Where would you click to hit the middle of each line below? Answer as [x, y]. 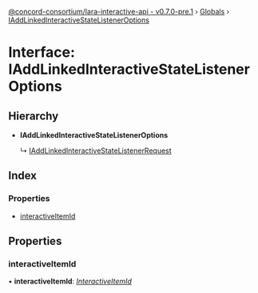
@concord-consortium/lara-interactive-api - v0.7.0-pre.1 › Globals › [119, 12]
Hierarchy [34, 116]
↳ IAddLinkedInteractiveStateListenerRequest [95, 151]
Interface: [42, 52]
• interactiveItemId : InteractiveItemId [70, 281]
